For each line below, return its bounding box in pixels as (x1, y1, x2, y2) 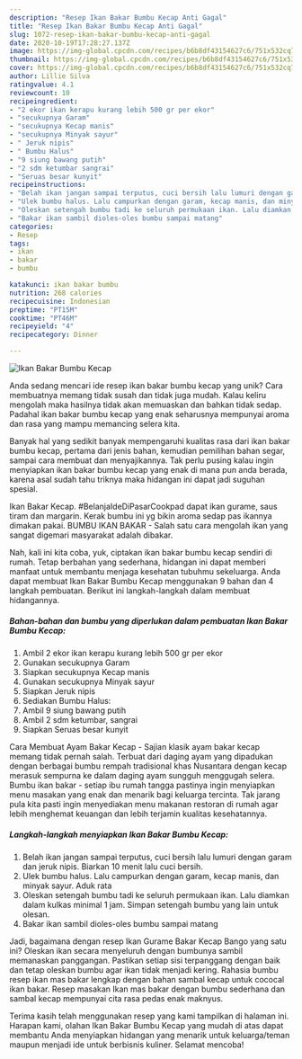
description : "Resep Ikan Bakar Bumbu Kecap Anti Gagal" (9, 13, 227, 22)
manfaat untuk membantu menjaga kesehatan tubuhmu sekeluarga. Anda (9, 566, 281, 576)
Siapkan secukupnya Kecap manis (22, 666, 150, 677)
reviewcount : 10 (9, 88, 70, 97)
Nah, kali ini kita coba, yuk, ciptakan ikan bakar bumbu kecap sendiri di (9, 547, 272, 557)
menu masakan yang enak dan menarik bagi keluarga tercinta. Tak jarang (9, 788, 280, 800)
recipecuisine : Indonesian (9, 297, 111, 306)
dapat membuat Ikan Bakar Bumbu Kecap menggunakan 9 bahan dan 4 (9, 576, 274, 586)
